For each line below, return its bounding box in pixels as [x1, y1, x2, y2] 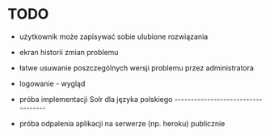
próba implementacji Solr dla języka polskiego [19, 94, 173, 104]
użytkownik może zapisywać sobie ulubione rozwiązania [19, 32, 209, 41]
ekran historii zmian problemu [19, 47, 119, 57]
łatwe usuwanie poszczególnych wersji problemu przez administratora [19, 62, 254, 73]
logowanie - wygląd [19, 79, 86, 88]
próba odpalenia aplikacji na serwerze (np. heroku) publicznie [19, 118, 226, 128]
